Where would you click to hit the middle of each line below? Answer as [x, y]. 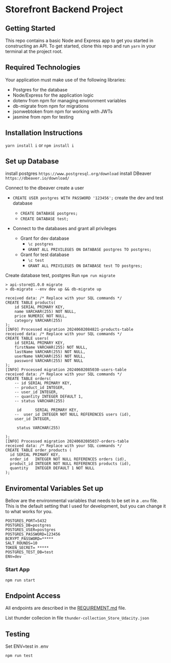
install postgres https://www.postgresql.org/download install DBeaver [78, 174]
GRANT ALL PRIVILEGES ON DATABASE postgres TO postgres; [90, 250]
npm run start [20, 580]
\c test [36, 261]
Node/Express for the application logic [53, 95]
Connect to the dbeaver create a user [45, 188]
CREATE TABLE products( [31, 303]
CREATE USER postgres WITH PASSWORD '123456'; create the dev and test [88, 198]
